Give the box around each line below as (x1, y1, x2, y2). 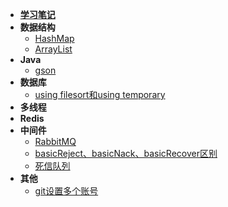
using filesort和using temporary (34, 89, 166, 100)
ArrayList (34, 43, 73, 55)
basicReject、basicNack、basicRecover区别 (34, 148, 218, 159)
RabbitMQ (34, 136, 77, 147)
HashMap (34, 33, 75, 44)
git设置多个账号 (34, 185, 99, 197)
